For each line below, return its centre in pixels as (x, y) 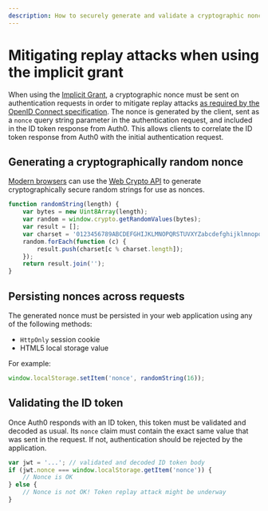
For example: (30, 363)
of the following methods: (50, 324)
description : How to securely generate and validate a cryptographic (126, 16)
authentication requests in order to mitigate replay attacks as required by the (134, 103)
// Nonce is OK (48, 477)
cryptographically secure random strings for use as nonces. (106, 190)
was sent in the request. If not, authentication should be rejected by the (126, 439)
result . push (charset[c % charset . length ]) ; (110, 249)
